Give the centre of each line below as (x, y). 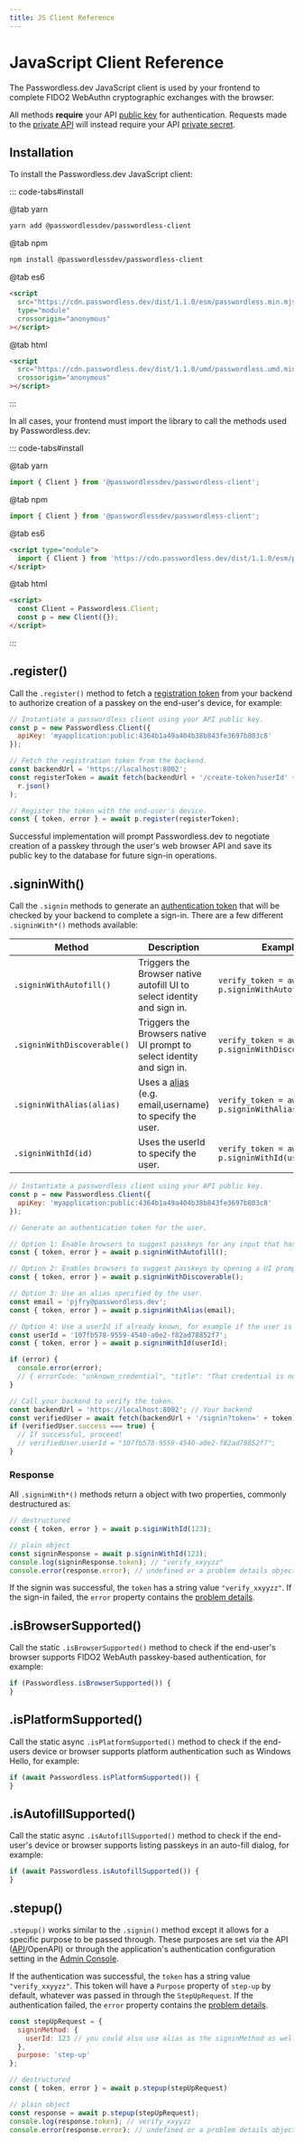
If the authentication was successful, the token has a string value (130, 1976)
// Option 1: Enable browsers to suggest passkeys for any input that (145, 1244)
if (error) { (34, 1360)
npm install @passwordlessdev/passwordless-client (106, 260)
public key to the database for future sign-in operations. (113, 856)
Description (174, 947)
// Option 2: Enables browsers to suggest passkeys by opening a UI (141, 1269)
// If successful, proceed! (70, 1435)
